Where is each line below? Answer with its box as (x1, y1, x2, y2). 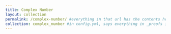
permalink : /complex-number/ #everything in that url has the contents (5, 16, 160, 21)
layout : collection (5, 12, 47, 17)
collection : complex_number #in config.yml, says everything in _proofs (5, 21, 163, 26)
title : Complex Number (5, 7, 53, 12)
